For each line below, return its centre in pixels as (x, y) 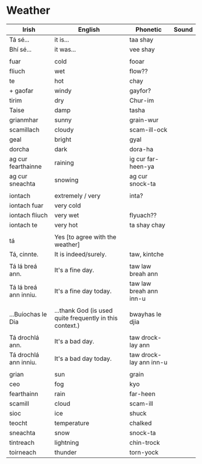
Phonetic (149, 29)
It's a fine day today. (83, 291)
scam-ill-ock (148, 130)
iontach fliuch (29, 215)
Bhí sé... (20, 49)
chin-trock (145, 442)
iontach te (23, 224)
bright (63, 139)
